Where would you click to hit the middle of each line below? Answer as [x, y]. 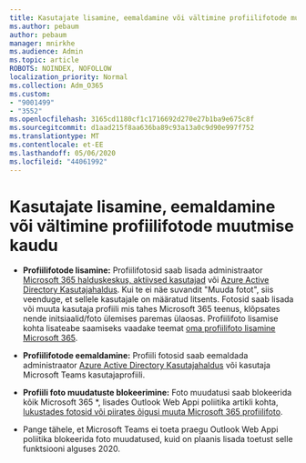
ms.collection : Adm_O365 [56, 86]
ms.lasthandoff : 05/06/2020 [63, 153]
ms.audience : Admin [46, 52]
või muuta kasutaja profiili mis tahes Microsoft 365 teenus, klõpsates [151, 309]
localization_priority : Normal [69, 77]
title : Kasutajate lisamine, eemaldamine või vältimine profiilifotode [148, 18]
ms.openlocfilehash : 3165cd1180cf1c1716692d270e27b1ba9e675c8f [132, 119]
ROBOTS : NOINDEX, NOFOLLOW [61, 69]
